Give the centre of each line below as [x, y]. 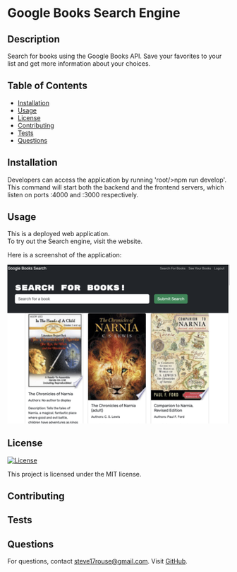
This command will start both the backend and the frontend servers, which [116, 187]
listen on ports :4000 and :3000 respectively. [73, 194]
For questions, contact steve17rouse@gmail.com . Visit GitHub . [98, 561]
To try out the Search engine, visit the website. [75, 241]
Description [34, 39]
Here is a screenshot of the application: [65, 255]
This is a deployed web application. [59, 234]
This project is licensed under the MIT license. [74, 474]
